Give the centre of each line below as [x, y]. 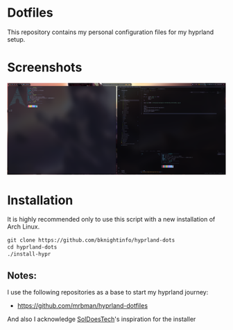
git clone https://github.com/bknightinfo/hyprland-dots [91, 240]
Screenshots [45, 68]
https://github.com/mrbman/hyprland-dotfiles [82, 306]
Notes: [22, 275]
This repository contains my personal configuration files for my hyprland [110, 32]
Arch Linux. [24, 226]
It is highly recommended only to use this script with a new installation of [111, 220]
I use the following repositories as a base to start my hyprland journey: [108, 292]
